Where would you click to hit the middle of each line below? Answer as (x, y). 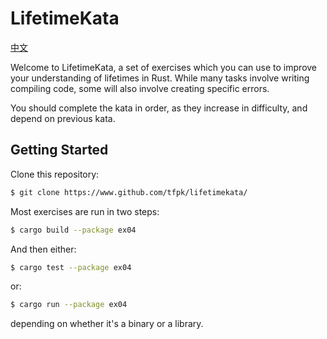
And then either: (43, 249)
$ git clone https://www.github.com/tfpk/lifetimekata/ (129, 192)
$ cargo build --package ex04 (73, 230)
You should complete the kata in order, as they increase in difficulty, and (159, 108)
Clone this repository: (55, 174)
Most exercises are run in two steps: (85, 211)
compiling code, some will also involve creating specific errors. (140, 88)
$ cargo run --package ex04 (69, 305)
